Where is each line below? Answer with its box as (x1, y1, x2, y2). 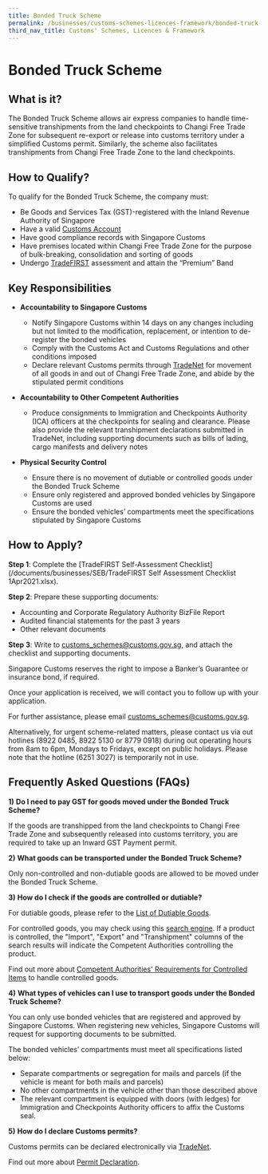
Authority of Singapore (19, 216, 96, 226)
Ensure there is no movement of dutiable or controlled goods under (31, 473, 253, 483)
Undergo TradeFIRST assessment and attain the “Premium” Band (19, 258, 234, 268)
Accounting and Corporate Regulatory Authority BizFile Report (19, 607, 225, 617)
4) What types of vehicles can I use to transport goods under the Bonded (8, 988, 255, 998)
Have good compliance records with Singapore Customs (19, 233, 206, 242)
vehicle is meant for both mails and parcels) (19, 1077, 164, 1086)
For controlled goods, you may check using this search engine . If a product (8, 923, 255, 933)
